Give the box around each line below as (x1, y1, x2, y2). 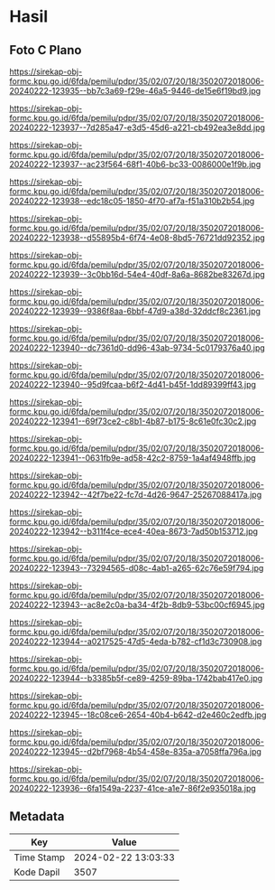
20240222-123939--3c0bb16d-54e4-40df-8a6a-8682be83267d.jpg (9, 269, 266, 279)
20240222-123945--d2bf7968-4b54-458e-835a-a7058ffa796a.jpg (9, 746, 261, 756)
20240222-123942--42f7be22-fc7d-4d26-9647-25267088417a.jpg (9, 490, 262, 500)
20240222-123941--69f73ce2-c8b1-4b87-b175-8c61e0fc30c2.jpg (9, 416, 257, 426)
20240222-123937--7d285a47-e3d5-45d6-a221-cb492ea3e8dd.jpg (9, 122, 266, 133)
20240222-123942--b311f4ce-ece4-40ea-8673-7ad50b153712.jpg (9, 526, 259, 537)
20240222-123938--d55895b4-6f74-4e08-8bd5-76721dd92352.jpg (9, 232, 266, 243)
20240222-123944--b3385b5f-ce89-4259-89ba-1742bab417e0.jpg (9, 673, 263, 683)
